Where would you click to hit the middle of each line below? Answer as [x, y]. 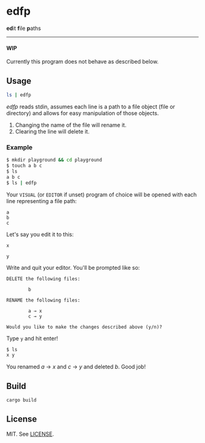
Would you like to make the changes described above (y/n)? [85, 327]
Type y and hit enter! [32, 338]
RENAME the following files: [43, 300]
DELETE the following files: [43, 279]
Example [20, 147]
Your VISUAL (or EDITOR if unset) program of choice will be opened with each [102, 195]
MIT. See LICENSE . [30, 434]
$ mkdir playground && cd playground [54, 160]
